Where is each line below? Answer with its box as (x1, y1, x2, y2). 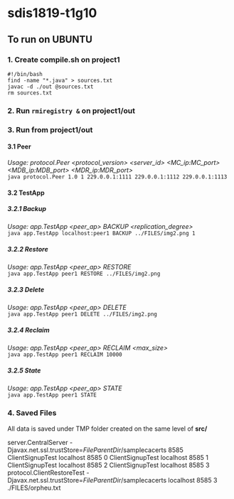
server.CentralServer (7, 438, 69, 446)
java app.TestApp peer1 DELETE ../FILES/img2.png (7, 311, 158, 318)
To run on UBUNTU (7, 33, 92, 45)
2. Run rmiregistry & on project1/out (7, 105, 135, 115)
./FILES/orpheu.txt (7, 483, 61, 492)
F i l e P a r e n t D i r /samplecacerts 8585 (83, 446, 184, 454)
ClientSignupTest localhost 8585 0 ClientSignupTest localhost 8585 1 (7, 453, 208, 461)
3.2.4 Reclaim (7, 326, 50, 335)
